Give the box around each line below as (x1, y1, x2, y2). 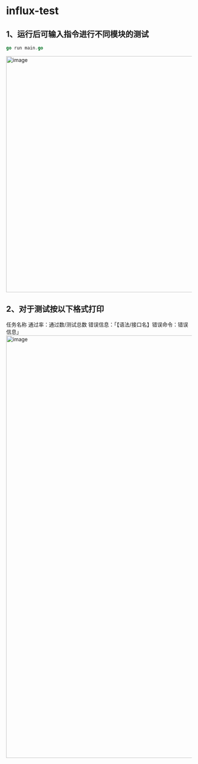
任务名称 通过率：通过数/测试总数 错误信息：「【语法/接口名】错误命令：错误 (6, 321, 189, 328)
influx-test (6, 4, 59, 18)
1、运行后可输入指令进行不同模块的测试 (6, 29, 149, 39)
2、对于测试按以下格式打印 (6, 304, 104, 314)
